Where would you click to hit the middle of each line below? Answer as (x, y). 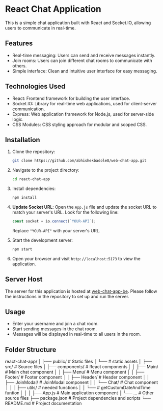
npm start (22, 249)
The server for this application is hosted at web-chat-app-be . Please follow (81, 291)
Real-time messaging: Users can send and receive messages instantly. (84, 55)
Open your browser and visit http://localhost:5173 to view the (76, 258)
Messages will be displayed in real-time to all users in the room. (77, 334)
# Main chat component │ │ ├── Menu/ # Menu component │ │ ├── (75, 372)
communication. (28, 109)
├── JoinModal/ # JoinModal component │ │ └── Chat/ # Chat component (81, 382)
